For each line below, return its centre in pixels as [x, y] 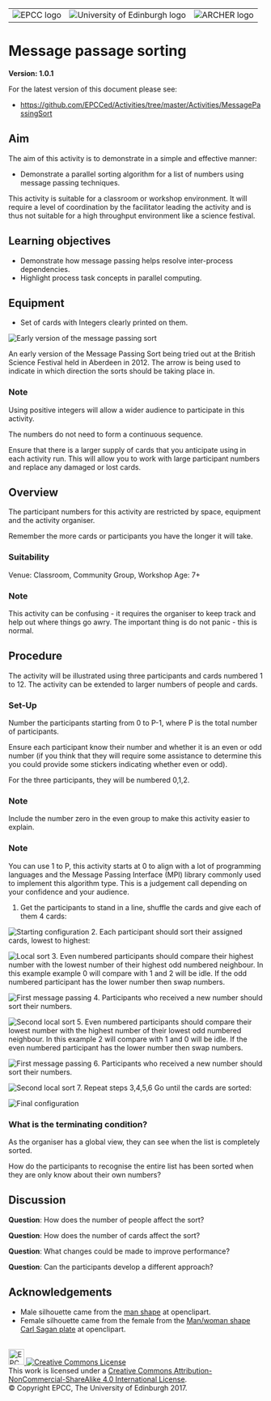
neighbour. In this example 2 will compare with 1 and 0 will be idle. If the [128, 1039]
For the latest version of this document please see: [93, 89]
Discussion [37, 1201]
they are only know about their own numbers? [85, 1175]
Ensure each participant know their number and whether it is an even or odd [135, 747]
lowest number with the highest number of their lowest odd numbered [125, 1030]
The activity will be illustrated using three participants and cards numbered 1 [135, 675]
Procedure [36, 656]
